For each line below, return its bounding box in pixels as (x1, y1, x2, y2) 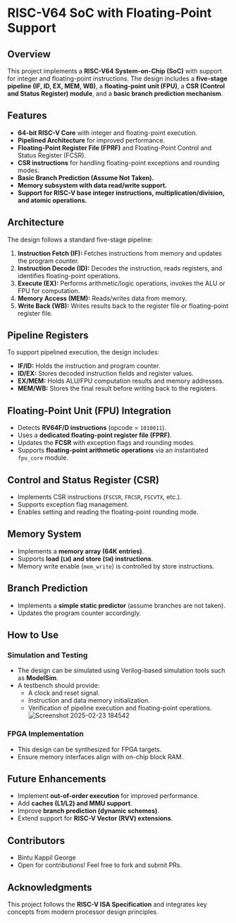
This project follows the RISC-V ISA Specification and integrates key (7, 900, 208, 909)
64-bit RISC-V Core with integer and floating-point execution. (17, 129, 198, 137)
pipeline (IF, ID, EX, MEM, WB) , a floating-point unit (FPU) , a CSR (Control (7, 82, 225, 90)
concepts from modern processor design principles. (7, 907, 159, 916)
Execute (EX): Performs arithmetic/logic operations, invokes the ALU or (17, 279, 225, 287)
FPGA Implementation (7, 729, 85, 739)
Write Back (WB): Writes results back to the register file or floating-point (17, 302, 229, 310)
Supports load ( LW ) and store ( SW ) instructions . (17, 554, 154, 563)
